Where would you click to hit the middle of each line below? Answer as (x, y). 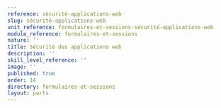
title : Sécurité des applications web (64, 47)
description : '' (31, 54)
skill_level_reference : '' (47, 60)
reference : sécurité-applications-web (64, 14)
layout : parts (28, 93)
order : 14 (22, 80)
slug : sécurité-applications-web (57, 21)
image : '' (22, 67)
